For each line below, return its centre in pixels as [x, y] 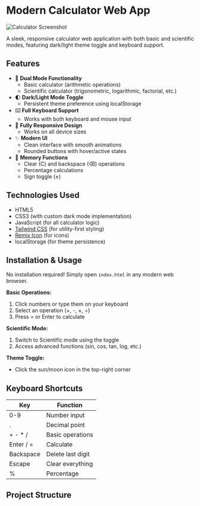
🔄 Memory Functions [41, 157]
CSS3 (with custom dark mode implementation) [73, 216]
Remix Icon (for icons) [42, 235]
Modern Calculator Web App [78, 10]
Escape [20, 464]
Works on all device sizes [55, 132]
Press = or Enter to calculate [50, 317]
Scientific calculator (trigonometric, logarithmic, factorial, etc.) [100, 91]
